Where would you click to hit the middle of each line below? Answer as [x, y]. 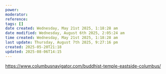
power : [12, 10]
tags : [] [14, 24]
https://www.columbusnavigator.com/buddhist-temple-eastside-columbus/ [83, 66]
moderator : [17, 14]
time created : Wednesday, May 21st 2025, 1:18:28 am [62, 38]
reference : [17, 19]
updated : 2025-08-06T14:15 [33, 51]
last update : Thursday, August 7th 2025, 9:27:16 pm [62, 42]
